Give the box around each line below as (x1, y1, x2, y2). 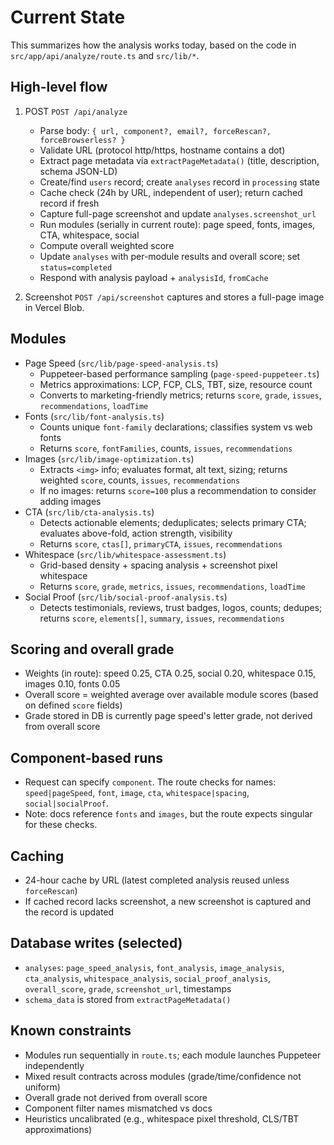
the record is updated (24, 906, 115, 918)
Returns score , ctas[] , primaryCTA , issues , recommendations (39, 537, 283, 550)
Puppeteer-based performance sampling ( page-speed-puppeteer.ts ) (39, 367, 320, 380)
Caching (10, 847, 65, 865)
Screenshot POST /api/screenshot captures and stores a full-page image (24, 291, 325, 303)
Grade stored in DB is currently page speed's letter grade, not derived (24, 710, 313, 722)
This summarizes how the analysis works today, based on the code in (10, 39, 297, 51)
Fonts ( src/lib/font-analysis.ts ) (24, 410, 165, 422)
